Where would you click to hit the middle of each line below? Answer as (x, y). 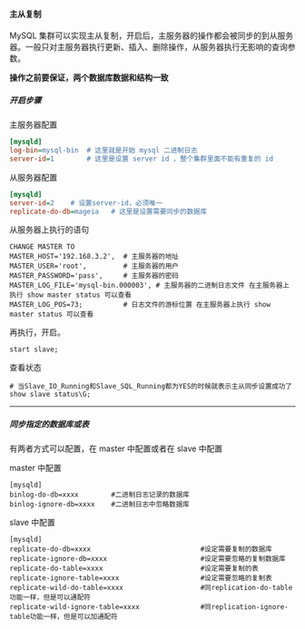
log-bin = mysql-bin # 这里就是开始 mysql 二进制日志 (103, 151)
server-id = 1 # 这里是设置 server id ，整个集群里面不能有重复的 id (142, 159)
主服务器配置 (33, 125)
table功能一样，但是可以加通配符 (64, 617)
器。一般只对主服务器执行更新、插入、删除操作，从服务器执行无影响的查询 (148, 47)
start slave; (34, 349)
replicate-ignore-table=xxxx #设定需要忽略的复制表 (141, 578)
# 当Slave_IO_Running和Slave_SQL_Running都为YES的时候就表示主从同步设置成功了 (151, 387)
